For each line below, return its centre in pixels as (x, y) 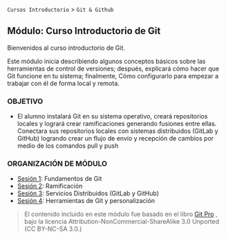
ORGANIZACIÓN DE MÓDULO (57, 163)
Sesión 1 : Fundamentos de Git (59, 179)
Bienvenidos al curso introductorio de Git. (66, 48)
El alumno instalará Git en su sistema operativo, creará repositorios (112, 116)
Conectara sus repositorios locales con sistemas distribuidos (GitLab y (118, 131)
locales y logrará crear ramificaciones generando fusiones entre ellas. (117, 124)
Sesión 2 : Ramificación (50, 186)
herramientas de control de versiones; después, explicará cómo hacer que (113, 69)
